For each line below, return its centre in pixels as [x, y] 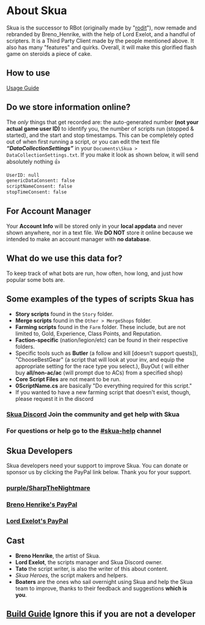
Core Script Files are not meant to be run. [68, 379]
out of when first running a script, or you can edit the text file [83, 141]
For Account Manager [49, 212]
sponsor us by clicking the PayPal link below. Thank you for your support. [99, 472]
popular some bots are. [36, 279]
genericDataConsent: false [41, 181]
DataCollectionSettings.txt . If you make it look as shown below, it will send [102, 155]
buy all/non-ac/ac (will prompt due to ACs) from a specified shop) [99, 373]
